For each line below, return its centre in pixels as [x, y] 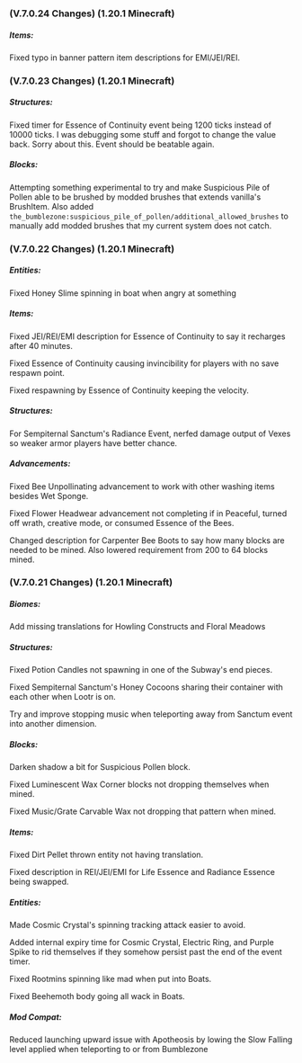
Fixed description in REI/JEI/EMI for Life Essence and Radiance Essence [142, 872]
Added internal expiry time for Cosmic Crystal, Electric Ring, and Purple [142, 942]
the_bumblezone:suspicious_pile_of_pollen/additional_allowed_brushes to [149, 216]
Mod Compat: [36, 1017]
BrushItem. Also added [52, 206]
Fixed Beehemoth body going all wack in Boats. [98, 996]
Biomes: [25, 604]
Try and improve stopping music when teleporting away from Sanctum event [151, 714]
